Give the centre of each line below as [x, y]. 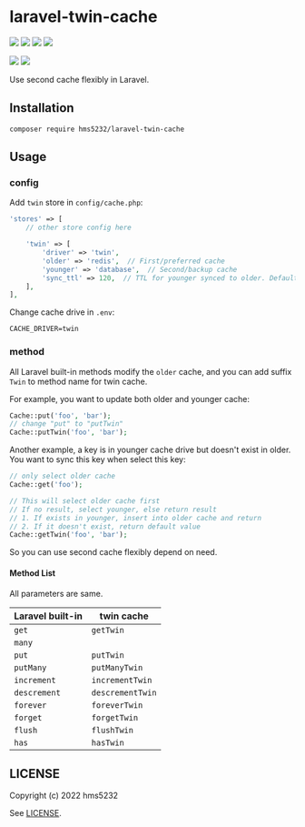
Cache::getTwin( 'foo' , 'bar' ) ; [69, 535]
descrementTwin [124, 692]
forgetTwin [115, 717]
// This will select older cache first [85, 501]
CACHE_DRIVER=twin [44, 329]
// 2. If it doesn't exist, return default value [105, 526]
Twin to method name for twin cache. [79, 381]
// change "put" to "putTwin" [67, 424]
